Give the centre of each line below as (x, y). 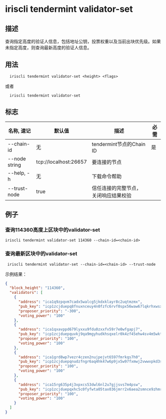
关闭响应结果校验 (112, 195)
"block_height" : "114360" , (37, 288)
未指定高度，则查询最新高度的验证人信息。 (48, 47)
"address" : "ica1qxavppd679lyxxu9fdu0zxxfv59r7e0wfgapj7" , (80, 329)
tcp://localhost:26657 (62, 162)
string (14, 165)
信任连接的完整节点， (117, 188)
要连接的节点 (107, 162)
